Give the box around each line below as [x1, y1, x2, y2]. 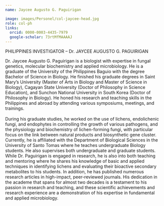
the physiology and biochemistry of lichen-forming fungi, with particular [5, 127, 153, 132]
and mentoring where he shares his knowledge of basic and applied [5, 158, 145, 164]
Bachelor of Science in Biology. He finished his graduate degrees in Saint [5, 74, 156, 79]
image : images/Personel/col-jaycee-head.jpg [5, 16, 99, 21]
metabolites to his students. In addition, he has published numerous [5, 169, 144, 174]
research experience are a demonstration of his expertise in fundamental [5, 190, 155, 196]
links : [5, 25, 19, 30]
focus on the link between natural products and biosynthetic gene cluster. [5, 132, 157, 137]
